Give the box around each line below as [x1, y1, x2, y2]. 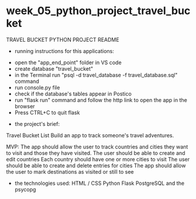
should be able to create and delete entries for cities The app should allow [6, 162, 187, 169]
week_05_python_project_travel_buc [6, 4, 191, 18]
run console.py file [14, 84, 60, 91]
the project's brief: [14, 120, 60, 127]
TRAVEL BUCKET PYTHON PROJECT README [6, 36, 119, 43]
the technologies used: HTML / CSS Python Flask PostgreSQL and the [14, 180, 185, 187]
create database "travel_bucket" [14, 65, 94, 72]
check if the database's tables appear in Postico [14, 90, 132, 97]
